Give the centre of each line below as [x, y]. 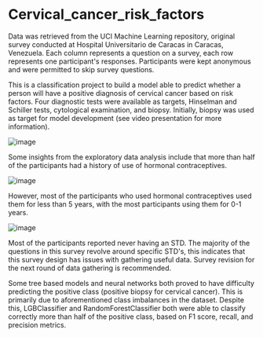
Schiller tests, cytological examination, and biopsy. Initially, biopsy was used [131, 110]
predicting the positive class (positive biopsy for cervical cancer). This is [126, 291]
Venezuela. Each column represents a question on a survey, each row [121, 53]
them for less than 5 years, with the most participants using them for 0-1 [125, 204]
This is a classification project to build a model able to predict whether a [124, 85]
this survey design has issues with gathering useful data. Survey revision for [131, 259]
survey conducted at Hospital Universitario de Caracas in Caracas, [116, 44]
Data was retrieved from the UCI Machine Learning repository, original [122, 36]
